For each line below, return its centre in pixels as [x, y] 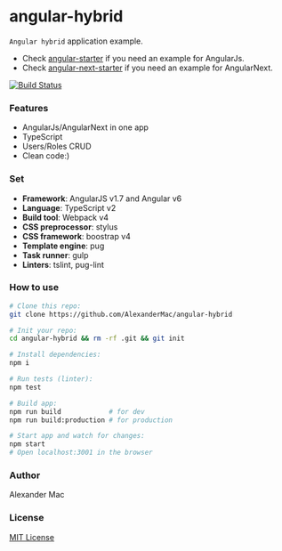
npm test [25, 387]
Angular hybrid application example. [77, 41]
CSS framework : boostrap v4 [77, 236]
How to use [34, 288]
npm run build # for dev [77, 411]
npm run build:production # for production [91, 420]
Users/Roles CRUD [56, 146]
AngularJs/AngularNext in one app [85, 127]
